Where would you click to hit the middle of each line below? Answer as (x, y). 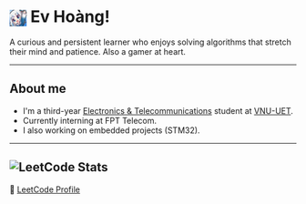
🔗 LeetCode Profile (45, 189)
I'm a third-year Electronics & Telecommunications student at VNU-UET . (158, 110)
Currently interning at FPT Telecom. (90, 120)
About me (38, 89)
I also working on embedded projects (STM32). (111, 130)
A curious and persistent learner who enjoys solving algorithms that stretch (150, 42)
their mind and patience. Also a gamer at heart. (98, 51)
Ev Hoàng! (71, 17)
